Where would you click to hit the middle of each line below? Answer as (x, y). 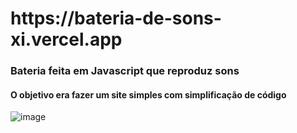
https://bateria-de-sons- (116, 18)
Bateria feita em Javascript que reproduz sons (125, 71)
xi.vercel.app (66, 39)
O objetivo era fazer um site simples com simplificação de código (148, 94)
